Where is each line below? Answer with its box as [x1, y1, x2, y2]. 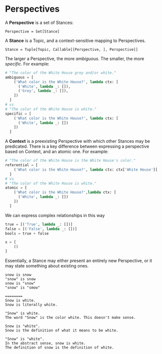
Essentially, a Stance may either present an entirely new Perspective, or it [5, 258, 152, 264]
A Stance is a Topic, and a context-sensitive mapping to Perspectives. [5, 38, 146, 44]
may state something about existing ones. [5, 263, 89, 269]
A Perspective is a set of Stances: [5, 20, 74, 25]
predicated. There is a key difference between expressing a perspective [5, 143, 149, 150]
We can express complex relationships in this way [5, 212, 105, 218]
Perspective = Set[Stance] [5, 29, 60, 34]
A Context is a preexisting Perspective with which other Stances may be [5, 138, 150, 144]
